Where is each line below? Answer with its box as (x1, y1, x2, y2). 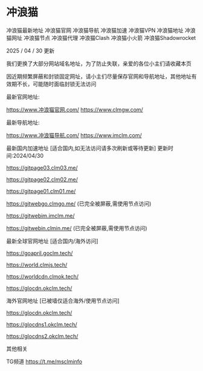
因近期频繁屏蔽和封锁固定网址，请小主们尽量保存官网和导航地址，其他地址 (6, 73, 192, 80)
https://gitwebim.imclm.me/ (6, 212, 75, 219)
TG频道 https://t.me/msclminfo (6, 358, 83, 365)
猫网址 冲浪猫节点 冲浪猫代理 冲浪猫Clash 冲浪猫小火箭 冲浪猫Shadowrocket (6, 34, 196, 41)
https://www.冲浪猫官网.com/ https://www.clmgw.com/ (6, 106, 143, 113)
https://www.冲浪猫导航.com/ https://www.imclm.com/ (6, 131, 142, 139)
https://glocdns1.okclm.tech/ (6, 321, 77, 328)
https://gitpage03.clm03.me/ (6, 164, 78, 171)
